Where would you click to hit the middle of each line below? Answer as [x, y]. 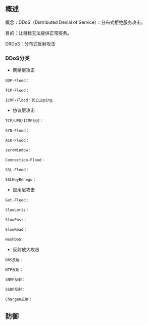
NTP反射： [14, 270]
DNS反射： [14, 260]
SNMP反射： [16, 280]
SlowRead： [16, 230]
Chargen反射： [19, 299]
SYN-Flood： [17, 131]
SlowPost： [16, 220]
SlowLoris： [17, 210]
